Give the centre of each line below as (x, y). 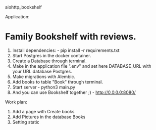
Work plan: (16, 102)
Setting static (26, 122)
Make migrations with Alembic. (44, 77)
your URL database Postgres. (42, 71)
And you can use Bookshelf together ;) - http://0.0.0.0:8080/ (74, 92)
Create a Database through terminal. (49, 61)
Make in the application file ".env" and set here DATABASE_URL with (82, 66)
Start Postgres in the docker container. (52, 55)
